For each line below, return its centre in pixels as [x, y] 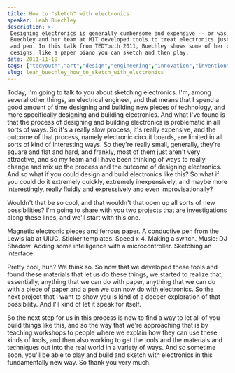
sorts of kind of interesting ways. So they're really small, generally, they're [114, 144]
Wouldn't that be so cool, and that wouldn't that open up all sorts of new [111, 202]
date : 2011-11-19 [33, 59]
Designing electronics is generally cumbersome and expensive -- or [112, 33]
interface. [21, 253]
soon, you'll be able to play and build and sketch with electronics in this [110, 355]
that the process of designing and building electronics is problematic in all [114, 122]
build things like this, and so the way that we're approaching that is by [108, 325]
